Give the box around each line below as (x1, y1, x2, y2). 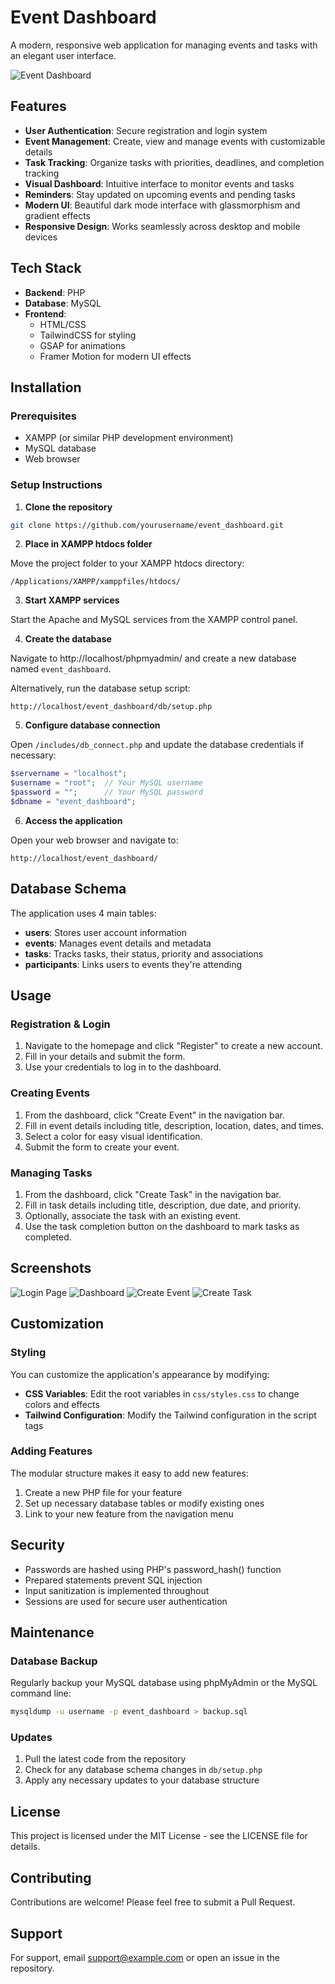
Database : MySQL (24, 297, 102, 309)
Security (10, 1537, 65, 1554)
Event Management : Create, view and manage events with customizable (24, 135, 326, 147)
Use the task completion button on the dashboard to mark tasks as (24, 1221, 300, 1233)
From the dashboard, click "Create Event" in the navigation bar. (24, 1109, 286, 1121)
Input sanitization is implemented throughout (24, 1584, 210, 1596)
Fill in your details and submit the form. (24, 1051, 186, 1063)
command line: (10, 1687, 72, 1700)
